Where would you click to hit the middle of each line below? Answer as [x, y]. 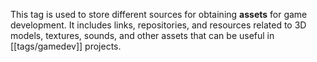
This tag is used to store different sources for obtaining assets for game [159, 14]
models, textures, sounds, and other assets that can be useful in [142, 35]
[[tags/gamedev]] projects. [66, 46]
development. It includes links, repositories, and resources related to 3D [158, 25]
